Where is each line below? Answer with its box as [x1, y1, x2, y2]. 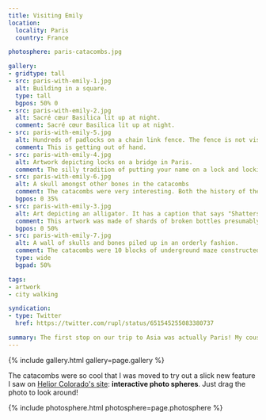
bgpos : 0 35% [15, 195, 59, 203]
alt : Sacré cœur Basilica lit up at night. [15, 114, 161, 122]
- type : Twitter [8, 312, 62, 320]
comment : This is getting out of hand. [15, 143, 147, 151]
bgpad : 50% [15, 261, 51, 269]
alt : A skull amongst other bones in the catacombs [15, 180, 190, 189]
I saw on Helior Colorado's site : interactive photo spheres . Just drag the [8, 379, 246, 388]
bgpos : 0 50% [15, 224, 59, 232]
